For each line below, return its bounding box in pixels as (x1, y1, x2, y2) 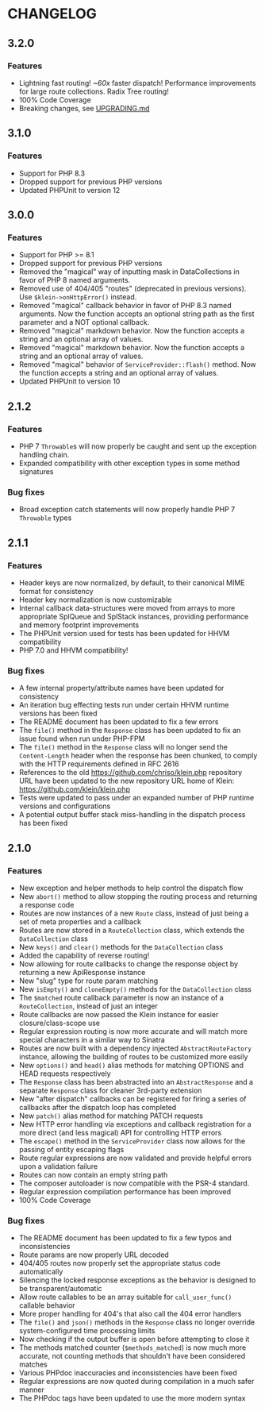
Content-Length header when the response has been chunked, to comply (18, 751, 258, 761)
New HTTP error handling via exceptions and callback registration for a (18, 1119, 252, 1128)
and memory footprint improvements (18, 620, 140, 630)
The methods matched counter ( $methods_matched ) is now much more (18, 1343, 247, 1352)
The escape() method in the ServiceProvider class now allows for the (18, 1136, 246, 1146)
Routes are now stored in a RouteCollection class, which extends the (18, 925, 245, 935)
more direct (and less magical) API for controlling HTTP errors (18, 1128, 222, 1137)
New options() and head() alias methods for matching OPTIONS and (18, 1060, 244, 1070)
